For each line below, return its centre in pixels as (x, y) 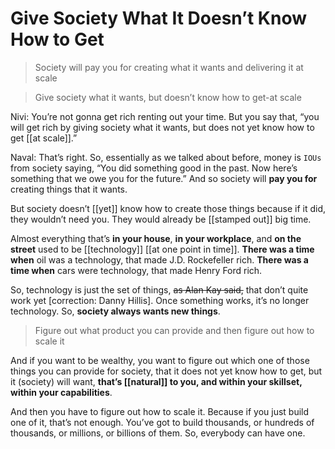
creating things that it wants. (69, 189)
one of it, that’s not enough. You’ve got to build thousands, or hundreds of (162, 422)
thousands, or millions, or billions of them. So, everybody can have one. (158, 433)
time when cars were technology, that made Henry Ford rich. (136, 270)
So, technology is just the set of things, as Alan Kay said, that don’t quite (159, 289)
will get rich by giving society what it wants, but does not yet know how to (162, 127)
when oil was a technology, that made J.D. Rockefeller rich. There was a (159, 259)
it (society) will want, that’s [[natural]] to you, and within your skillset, (156, 381)
